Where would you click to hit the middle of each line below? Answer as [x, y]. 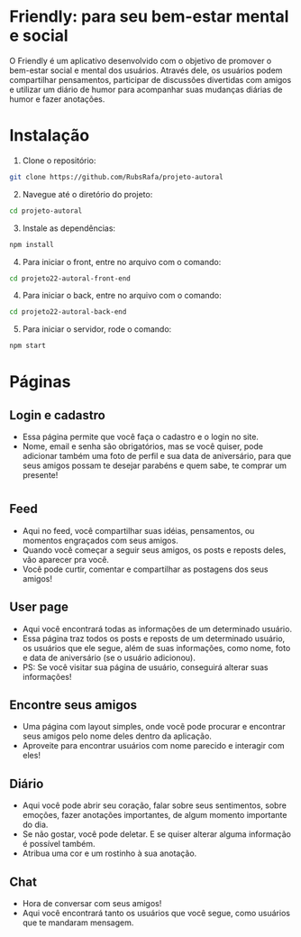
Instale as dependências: [68, 228]
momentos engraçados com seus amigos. [100, 540]
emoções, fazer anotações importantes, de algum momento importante [155, 815]
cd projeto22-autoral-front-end [70, 278]
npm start [28, 346]
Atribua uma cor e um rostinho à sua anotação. [109, 853]
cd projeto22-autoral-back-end [68, 312]
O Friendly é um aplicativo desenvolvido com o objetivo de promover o [141, 60]
